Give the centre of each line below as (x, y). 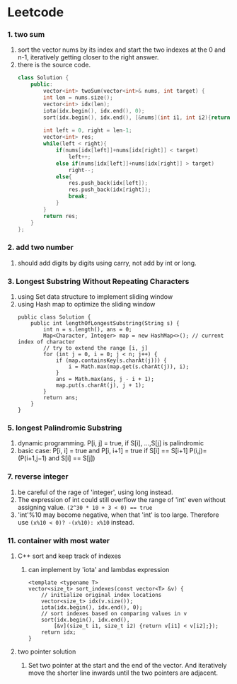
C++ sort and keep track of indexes (69, 556)
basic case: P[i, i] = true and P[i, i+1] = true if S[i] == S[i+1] (103, 451)
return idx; (59, 632)
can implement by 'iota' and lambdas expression (99, 569)
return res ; (61, 216)
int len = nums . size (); (78, 98)
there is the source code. (54, 65)
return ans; (61, 398)
